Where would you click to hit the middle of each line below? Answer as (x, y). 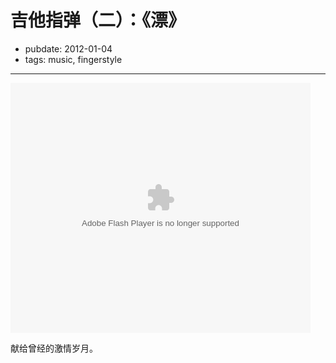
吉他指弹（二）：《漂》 (98, 20)
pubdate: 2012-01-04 (68, 48)
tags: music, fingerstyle (73, 59)
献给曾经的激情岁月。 (54, 348)
